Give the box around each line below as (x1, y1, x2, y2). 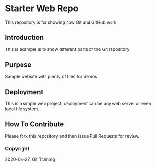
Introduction (5, 33, 44, 42)
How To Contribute (5, 120, 64, 128)
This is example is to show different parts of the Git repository (5, 46, 130, 52)
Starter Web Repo (5, 3, 79, 14)
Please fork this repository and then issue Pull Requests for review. (5, 133, 140, 139)
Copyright (5, 145, 30, 152)
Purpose (5, 61, 32, 69)
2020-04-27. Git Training (5, 156, 55, 162)
